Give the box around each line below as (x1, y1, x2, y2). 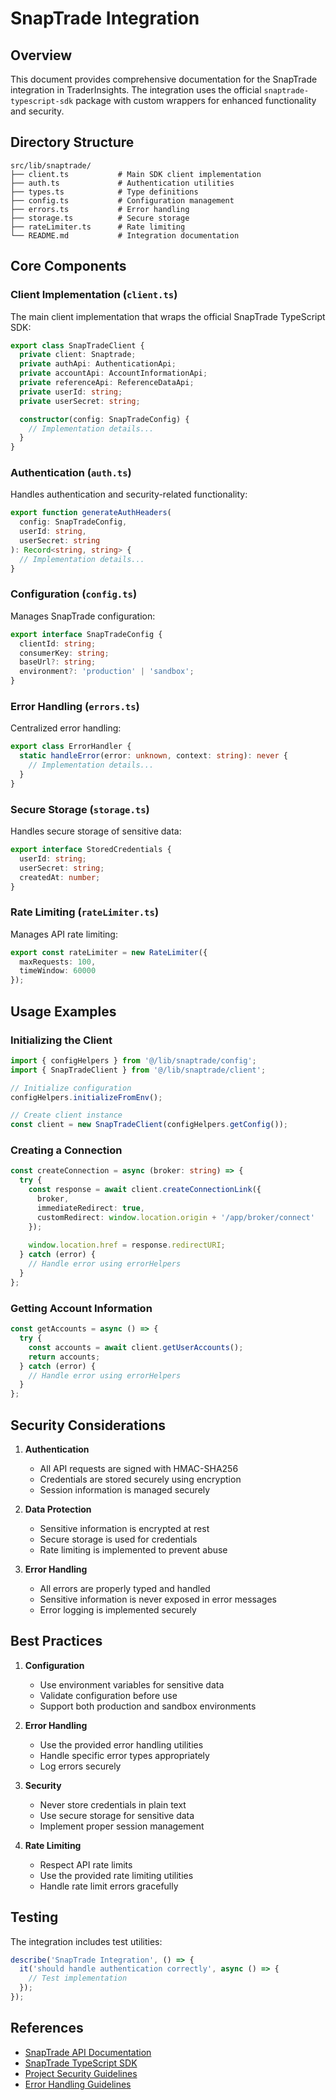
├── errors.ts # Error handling (10, 204, 190, 214)
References (10, 2020, 84, 2037)
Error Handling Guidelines (24, 2078, 132, 2090)
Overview (10, 47, 73, 64)
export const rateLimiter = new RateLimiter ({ (10, 947, 208, 957)
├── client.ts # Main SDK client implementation (10, 169, 262, 179)
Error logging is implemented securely (39, 1603, 197, 1616)
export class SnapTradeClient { (10, 340, 145, 351)
